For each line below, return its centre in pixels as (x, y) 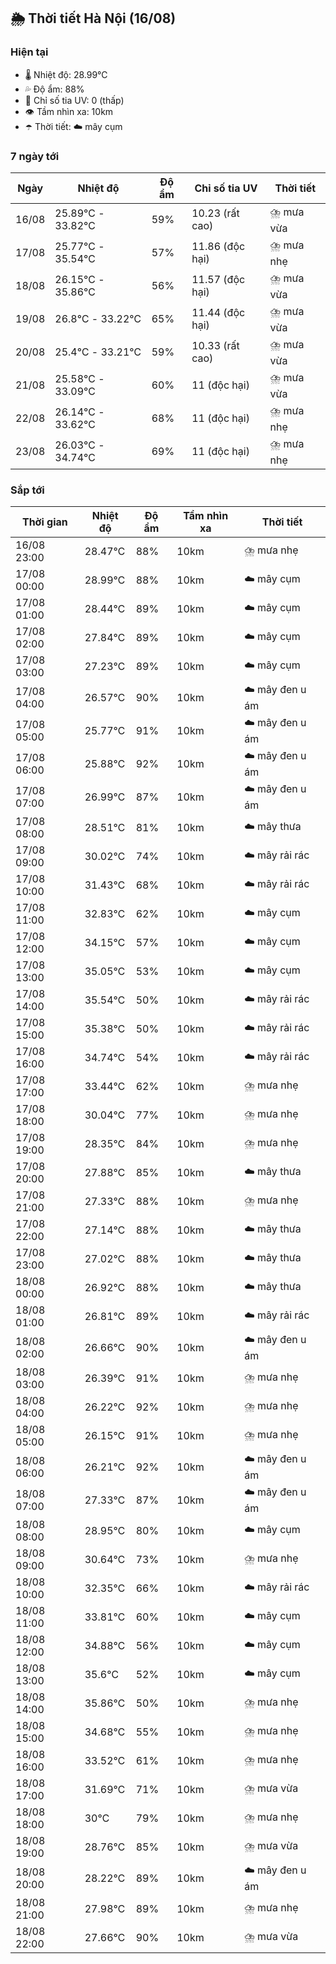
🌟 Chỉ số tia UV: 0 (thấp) (74, 100)
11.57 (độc (218, 280)
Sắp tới (27, 490)
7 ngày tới (35, 156)
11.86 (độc (218, 247)
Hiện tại (29, 52)
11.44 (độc (218, 313)
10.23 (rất (215, 213)
